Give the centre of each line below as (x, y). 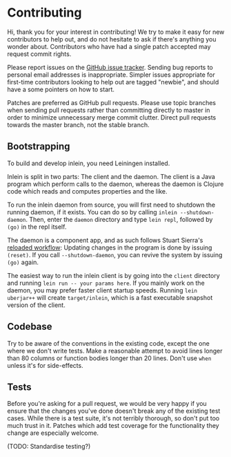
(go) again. (23, 262)
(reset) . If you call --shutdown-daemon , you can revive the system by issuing (115, 254)
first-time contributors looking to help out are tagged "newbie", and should (113, 82)
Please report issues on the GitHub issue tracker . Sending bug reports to (110, 67)
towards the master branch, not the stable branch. (78, 124)
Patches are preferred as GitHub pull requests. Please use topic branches (111, 102)
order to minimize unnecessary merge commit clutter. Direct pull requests (112, 117)
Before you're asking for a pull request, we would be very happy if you (107, 404)
